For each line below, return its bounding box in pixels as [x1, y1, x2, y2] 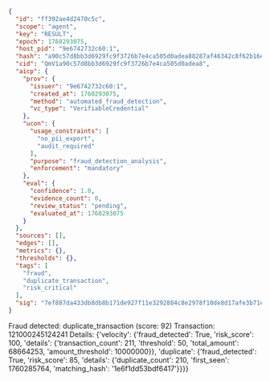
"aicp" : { [15, 68, 48, 76]
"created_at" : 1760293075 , [29, 89, 121, 98]
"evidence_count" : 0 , [29, 194, 103, 203]
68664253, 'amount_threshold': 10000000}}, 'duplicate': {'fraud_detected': [8, 346, 257, 356]
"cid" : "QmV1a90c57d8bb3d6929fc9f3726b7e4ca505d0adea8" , [15, 60, 211, 68]
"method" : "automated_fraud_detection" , [29, 97, 167, 105]
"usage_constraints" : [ [29, 127, 110, 135]
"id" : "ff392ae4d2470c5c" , [15, 14, 106, 23]
